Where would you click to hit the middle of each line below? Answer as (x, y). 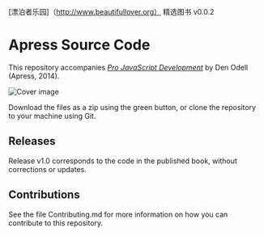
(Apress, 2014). (34, 76)
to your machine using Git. (52, 116)
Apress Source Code (79, 45)
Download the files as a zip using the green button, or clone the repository (132, 107)
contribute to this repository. (56, 223)
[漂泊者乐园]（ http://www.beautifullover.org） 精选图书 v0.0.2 (111, 12)
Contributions (44, 195)
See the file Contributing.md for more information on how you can (118, 214)
